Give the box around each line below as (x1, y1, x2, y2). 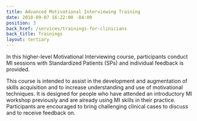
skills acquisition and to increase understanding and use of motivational (6, 84, 183, 90)
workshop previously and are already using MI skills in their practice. (6, 96, 175, 104)
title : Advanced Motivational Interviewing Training (6, 8, 141, 15)
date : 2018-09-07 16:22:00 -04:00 (6, 14, 93, 20)
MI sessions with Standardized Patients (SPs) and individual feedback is (6, 59, 184, 66)
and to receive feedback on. (6, 109, 76, 116)
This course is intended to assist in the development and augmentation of (6, 77, 187, 84)
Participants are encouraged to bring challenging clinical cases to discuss (6, 103, 189, 110)
